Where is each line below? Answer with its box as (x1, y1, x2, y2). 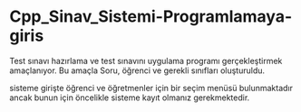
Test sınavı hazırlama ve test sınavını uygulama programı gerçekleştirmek (9, 55, 283, 66)
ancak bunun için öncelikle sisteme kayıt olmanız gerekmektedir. (9, 92, 250, 103)
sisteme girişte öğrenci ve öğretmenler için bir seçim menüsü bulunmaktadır (9, 82, 293, 93)
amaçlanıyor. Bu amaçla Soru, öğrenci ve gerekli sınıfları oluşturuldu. (9, 65, 266, 76)
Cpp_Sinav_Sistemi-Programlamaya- (9, 6, 293, 27)
